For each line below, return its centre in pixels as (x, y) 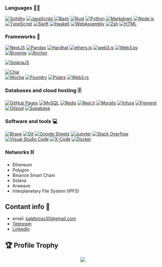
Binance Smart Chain (33, 176)
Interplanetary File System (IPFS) (46, 191)
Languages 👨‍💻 (23, 8)
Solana (19, 180)
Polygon (21, 170)
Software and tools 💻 (32, 121)
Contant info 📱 (28, 206)
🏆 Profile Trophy (32, 245)
